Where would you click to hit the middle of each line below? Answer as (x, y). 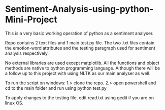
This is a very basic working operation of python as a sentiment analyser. (79, 33)
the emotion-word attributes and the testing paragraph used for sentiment (80, 48)
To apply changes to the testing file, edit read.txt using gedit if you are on (80, 98)
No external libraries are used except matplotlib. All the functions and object (82, 63)
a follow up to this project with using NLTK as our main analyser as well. (78, 73)
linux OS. (14, 103)
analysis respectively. (27, 53)
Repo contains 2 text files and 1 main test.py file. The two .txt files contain (80, 42)
